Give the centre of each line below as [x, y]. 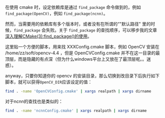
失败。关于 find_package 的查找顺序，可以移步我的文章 [101, 30]
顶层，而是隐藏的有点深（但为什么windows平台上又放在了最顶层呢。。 [76, 59]
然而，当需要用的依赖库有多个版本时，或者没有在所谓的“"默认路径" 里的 [78, 24]
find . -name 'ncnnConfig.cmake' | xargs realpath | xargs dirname [76, 111]
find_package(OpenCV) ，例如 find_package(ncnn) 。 [56, 13]
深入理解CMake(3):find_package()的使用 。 [49, 36]
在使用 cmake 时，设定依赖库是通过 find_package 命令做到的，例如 [73, 7]
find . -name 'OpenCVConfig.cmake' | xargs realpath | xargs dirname [78, 91]
